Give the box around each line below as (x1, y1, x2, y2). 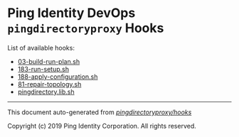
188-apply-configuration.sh (17, 72, 98, 81)
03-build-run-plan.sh (17, 57, 80, 65)
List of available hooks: (7, 43, 75, 52)
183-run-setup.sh (17, 65, 70, 73)
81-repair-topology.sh (17, 80, 82, 88)
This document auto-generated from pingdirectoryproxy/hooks (7, 108, 192, 116)
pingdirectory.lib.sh (17, 87, 75, 96)
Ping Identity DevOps (7, 5, 136, 21)
